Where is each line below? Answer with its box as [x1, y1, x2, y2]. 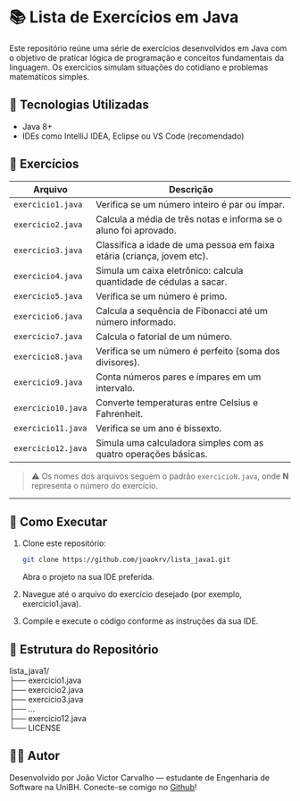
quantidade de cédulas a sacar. [95, 275, 228, 287]
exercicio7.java [13, 331, 83, 341]
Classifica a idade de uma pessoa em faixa [95, 238, 275, 251]
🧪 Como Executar [9, 514, 108, 529]
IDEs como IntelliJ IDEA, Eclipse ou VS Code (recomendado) [21, 131, 245, 141]
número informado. [95, 315, 177, 328]
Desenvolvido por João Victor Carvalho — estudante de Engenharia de [9, 771, 271, 783]
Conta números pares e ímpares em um [95, 371, 262, 383]
